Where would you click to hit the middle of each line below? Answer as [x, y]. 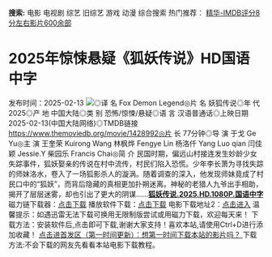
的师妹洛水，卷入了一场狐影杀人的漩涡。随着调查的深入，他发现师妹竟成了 [132, 173]
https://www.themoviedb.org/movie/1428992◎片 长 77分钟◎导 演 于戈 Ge [132, 133]
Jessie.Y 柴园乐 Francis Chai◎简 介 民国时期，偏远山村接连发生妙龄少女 [137, 153]
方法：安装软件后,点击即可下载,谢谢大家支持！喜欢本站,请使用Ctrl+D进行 [136, 224]
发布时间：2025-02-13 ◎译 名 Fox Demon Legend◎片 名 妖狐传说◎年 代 [134, 103]
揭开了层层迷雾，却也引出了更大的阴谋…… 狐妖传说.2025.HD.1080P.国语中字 [136, 194]
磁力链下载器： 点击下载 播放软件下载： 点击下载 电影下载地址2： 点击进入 [130, 204]
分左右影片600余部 [40, 23]
